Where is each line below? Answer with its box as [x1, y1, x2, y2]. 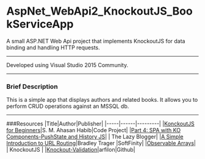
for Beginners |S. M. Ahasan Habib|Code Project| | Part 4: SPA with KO [6, 127, 181, 134]
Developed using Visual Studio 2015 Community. [6, 61, 129, 68]
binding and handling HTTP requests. [6, 44, 101, 51]
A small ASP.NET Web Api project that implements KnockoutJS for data [6, 37, 185, 44]
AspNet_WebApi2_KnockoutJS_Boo [6, 4, 193, 18]
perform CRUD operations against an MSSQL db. [6, 102, 129, 110]
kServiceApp [6, 17, 74, 31]
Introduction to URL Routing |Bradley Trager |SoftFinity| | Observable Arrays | [6, 140, 196, 147]
